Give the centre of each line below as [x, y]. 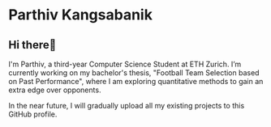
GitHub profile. [33, 114]
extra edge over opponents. [55, 90]
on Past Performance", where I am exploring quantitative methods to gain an [136, 81]
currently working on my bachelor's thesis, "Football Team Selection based [134, 73]
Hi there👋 [32, 45]
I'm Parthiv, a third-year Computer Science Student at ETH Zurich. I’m [125, 64]
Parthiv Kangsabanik [80, 15]
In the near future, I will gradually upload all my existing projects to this [127, 106]
